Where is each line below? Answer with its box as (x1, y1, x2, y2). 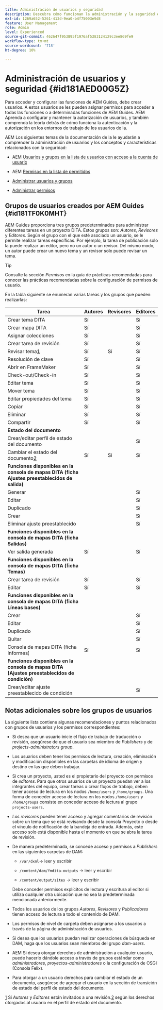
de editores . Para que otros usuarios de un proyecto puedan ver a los (12, 778, 151, 784)
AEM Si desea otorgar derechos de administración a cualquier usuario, (12, 950, 154, 956)
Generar (7, 489, 27, 496)
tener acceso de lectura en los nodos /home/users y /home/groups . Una (12, 789, 153, 794)
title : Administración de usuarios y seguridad (5, 7, 103, 12)
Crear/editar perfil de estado (7, 435, 73, 442)
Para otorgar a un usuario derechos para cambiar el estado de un (12, 975, 143, 981)
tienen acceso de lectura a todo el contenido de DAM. (12, 911, 120, 917)
